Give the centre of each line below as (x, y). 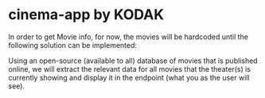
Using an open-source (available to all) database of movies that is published (133, 61)
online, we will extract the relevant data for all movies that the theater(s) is (129, 69)
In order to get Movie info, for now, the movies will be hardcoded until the (129, 37)
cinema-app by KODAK (86, 15)
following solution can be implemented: (73, 45)
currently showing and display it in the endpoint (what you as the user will (129, 77)
